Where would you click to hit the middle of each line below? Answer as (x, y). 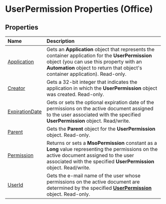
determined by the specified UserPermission (99, 188)
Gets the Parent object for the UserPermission (101, 129)
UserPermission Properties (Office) (79, 9)
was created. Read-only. (76, 94)
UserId (16, 185)
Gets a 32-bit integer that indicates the (92, 82)
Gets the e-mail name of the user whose (94, 176)
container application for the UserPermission (99, 55)
